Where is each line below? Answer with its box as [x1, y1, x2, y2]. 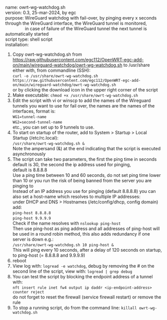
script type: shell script [5, 36, 53, 42]
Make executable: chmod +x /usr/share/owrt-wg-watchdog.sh [12, 92, 138, 98]
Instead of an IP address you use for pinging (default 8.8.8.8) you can [12, 188, 156, 194]
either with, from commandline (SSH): [12, 67, 91, 73]
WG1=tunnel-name [12, 115, 47, 120]
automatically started [5, 31, 49, 37]
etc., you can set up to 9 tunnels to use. [12, 124, 94, 130]
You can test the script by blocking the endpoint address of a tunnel [12, 274, 153, 279]
